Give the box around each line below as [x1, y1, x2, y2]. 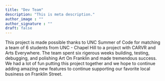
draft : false [5, 26, 32, 31]
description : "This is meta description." [5, 12, 95, 17]
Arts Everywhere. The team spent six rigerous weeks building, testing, [5, 50, 150, 56]
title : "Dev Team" [5, 7, 43, 12]
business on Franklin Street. [5, 71, 62, 77]
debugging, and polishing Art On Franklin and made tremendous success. [5, 55, 157, 61]
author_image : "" [5, 16, 43, 21]
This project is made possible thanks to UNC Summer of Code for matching [5, 39, 161, 45]
